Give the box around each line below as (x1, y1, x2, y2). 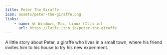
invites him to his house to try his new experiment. (5, 45, 109, 51)
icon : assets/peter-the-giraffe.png (5, 12, 81, 17)
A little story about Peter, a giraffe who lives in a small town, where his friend (5, 39, 163, 45)
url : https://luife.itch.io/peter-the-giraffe (18, 26, 117, 31)
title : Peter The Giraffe (5, 7, 59, 12)
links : (5, 16, 19, 21)
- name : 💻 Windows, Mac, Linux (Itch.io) (14, 21, 103, 26)
